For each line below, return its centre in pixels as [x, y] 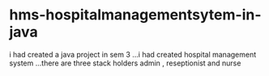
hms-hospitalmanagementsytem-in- [135, 15]
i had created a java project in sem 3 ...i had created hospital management [133, 54]
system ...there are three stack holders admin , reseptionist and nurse [125, 63]
